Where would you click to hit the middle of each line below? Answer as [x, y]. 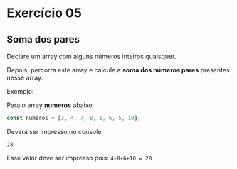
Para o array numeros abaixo [50, 105]
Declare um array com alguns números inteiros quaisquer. [91, 56]
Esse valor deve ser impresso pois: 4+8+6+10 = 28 [79, 158]
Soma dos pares [43, 39]
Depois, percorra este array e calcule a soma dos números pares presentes [118, 70]
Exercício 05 [44, 13]
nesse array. [25, 77]
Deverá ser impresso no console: [55, 131]
